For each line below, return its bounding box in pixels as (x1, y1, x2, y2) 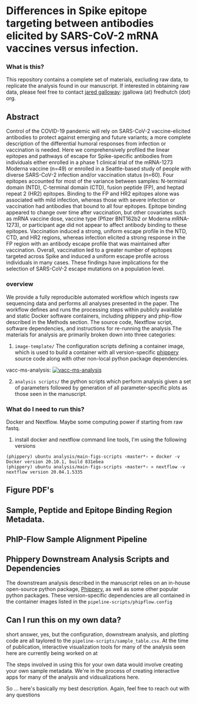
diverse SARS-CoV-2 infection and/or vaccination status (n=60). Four (6, 171, 175, 179)
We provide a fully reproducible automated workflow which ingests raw (6, 293, 179, 300)
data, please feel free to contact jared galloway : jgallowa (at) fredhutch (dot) (6, 88, 191, 95)
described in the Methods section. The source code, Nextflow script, (6, 318, 173, 325)
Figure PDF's (6, 485, 54, 495)
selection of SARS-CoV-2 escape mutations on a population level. (6, 265, 165, 272)
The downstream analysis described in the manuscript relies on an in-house (6, 579, 191, 586)
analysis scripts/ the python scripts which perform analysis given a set (14, 378, 191, 385)
